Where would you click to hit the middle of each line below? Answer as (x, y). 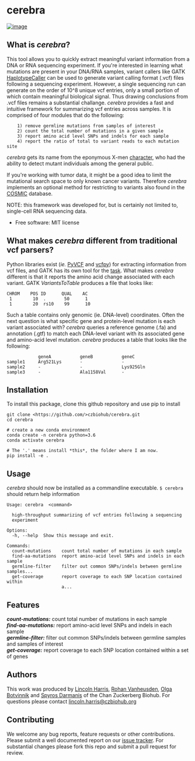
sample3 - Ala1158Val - (66, 372)
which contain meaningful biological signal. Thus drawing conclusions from (97, 96)
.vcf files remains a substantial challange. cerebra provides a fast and (90, 103)
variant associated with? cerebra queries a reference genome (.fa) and (92, 327)
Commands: (19, 546)
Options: (17, 531)
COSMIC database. (30, 193)
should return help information (43, 494)
